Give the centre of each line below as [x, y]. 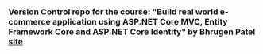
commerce [29, 21]
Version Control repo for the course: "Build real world [113, 12]
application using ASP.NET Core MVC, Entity [140, 21]
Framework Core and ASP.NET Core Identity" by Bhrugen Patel [132, 32]
